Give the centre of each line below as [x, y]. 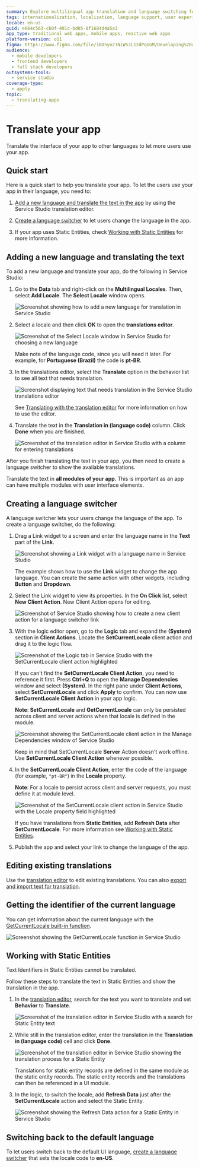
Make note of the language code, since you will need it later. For [93, 354]
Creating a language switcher [62, 504]
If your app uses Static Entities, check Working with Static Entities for [99, 232]
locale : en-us [24, 23]
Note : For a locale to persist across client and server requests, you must [103, 787]
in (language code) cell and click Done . [63, 1041]
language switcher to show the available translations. [71, 467]
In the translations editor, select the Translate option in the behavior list [102, 372]
